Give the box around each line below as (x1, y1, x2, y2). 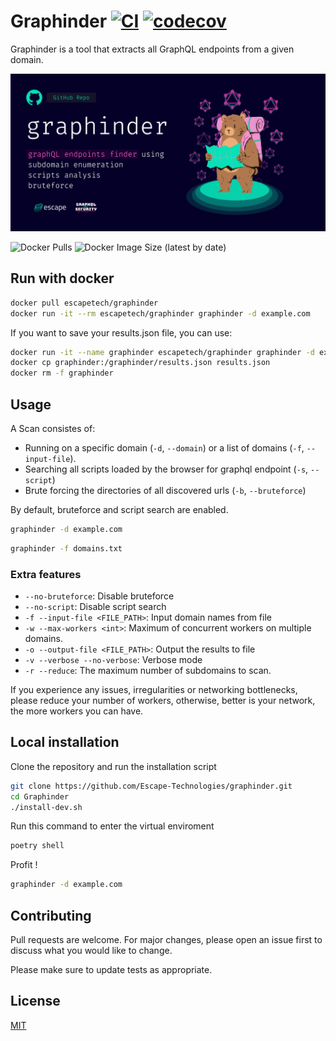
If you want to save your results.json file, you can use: (10, 326, 233, 339)
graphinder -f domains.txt (10, 543, 123, 554)
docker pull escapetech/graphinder (10, 298, 159, 308)
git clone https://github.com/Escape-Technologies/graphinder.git (10, 781, 293, 791)
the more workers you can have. (10, 705, 144, 717)
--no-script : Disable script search (24, 600, 167, 612)
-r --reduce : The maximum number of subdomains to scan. (24, 664, 272, 676)
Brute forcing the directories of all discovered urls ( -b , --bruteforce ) (24, 484, 307, 496)
